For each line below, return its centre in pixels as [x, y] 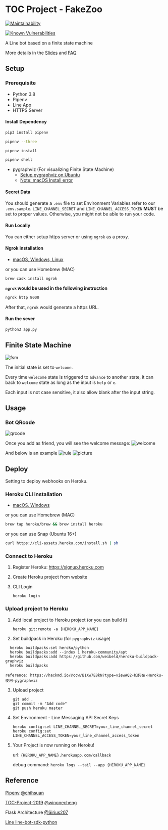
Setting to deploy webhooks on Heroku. [46, 481]
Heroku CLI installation [34, 494]
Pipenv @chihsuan [25, 793]
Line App [22, 105]
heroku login [26, 596]
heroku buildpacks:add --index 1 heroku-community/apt [69, 652]
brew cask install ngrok [31, 278]
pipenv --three [21, 142]
